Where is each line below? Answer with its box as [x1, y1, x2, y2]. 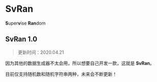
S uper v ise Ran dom [5, 20, 46, 26]
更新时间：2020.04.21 [17, 49, 64, 55]
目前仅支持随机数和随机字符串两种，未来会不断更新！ [5, 71, 117, 77]
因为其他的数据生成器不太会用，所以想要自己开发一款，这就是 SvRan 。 [5, 60, 154, 66]
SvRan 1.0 [5, 35, 37, 44]
